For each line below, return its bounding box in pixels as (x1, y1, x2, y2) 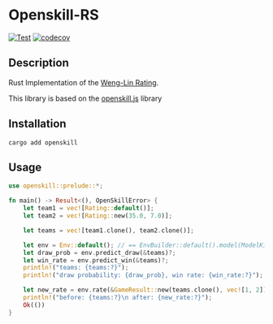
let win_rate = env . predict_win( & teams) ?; (23, 256, 169, 265)
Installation (8, 117, 67, 131)
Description (8, 56, 69, 70)
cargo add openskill (8, 138, 79, 147)
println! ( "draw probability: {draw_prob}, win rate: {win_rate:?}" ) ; (23, 271, 264, 279)
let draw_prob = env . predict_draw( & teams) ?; (23, 248, 176, 257)
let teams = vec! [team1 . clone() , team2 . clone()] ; (23, 226, 195, 235)
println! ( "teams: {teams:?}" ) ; (23, 264, 129, 272)
